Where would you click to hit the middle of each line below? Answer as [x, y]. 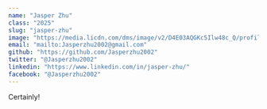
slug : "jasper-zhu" [41, 30]
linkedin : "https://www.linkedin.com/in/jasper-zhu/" [99, 67]
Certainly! [24, 96]
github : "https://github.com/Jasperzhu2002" [83, 52]
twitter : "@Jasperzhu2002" [53, 60]
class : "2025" [32, 23]
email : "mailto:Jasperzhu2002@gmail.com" [78, 45]
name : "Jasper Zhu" [41, 15]
